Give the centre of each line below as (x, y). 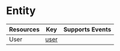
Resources (24, 29)
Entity (21, 11)
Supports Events (87, 29)
